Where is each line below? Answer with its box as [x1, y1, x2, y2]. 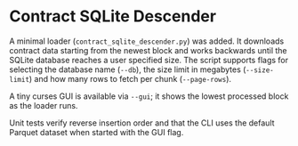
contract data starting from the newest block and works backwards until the [9, 45, 287, 55]
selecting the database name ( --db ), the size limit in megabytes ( [9, 64, 246, 75]
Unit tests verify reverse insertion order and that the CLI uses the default [9, 118, 275, 128]
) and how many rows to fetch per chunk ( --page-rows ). [28, 73, 232, 84]
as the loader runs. [9, 100, 78, 110]
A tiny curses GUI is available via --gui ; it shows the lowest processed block [9, 91, 289, 101]
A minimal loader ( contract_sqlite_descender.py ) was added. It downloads [9, 36, 285, 46]
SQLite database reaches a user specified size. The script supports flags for [9, 54, 289, 65]
